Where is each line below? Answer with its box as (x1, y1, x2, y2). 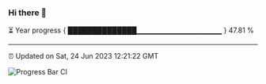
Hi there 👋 (8, 7, 47, 18)
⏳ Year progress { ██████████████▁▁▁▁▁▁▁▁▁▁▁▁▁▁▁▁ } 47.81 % (8, 25, 255, 35)
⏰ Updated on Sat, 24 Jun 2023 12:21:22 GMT (8, 52, 159, 61)
